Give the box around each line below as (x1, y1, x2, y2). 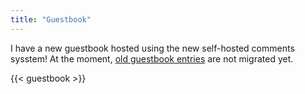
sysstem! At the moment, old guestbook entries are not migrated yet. (10, 52, 294, 65)
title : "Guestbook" (10, 14, 92, 25)
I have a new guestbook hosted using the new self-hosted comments (10, 42, 295, 54)
